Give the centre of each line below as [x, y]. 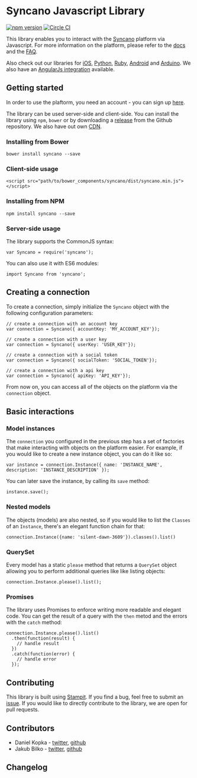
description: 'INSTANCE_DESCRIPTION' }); [58, 470]
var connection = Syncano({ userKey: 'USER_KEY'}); [71, 344]
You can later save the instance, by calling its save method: [78, 481]
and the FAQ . [22, 51]
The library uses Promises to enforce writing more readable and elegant [94, 610]
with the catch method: [34, 623]
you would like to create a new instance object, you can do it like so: [89, 454]
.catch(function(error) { [43, 654]
